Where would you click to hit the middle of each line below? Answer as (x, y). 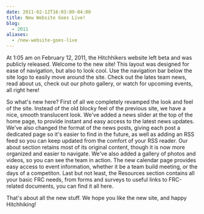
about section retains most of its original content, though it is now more (96, 147)
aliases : (17, 35)
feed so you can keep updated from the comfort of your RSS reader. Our (97, 141)
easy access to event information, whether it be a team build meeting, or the (102, 166)
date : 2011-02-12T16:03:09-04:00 (49, 12)
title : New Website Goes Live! (46, 18)
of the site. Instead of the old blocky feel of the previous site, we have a (96, 108)
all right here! (23, 90)
